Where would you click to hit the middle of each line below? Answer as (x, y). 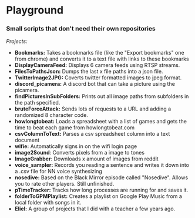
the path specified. (37, 103)
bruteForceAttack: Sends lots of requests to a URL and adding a (93, 109)
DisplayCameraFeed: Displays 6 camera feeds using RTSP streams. (97, 65)
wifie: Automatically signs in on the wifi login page (76, 146)
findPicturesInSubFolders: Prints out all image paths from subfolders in (102, 96)
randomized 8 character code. (51, 115)
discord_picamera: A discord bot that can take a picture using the (95, 84)
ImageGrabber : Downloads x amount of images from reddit (86, 159)
